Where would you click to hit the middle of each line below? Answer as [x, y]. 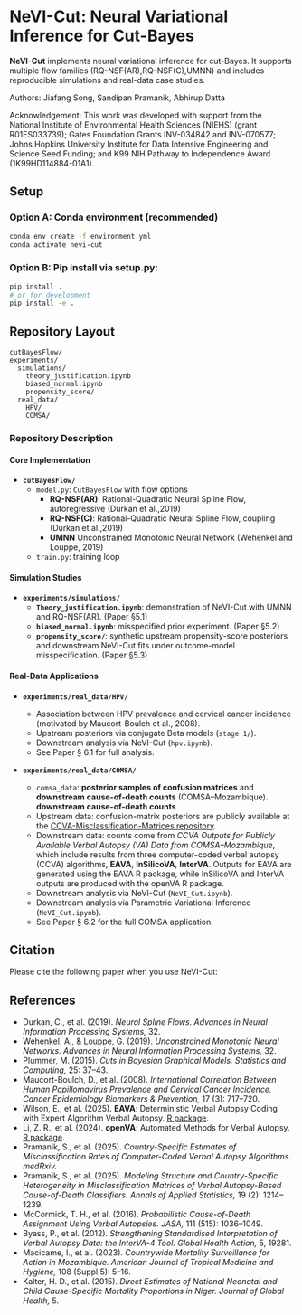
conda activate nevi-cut [56, 245]
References [42, 1000]
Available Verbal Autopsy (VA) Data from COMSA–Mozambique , [156, 845]
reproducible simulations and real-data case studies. [107, 80]
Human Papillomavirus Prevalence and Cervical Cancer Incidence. [147, 1089]
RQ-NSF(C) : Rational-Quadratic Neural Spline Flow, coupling [162, 518]
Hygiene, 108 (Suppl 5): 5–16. [76, 1272]
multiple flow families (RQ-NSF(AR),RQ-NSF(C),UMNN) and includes [137, 71]
